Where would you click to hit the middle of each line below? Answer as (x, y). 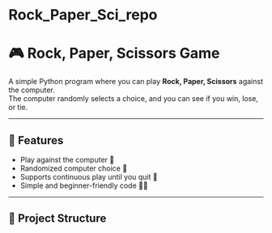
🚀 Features (36, 140)
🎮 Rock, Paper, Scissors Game (114, 53)
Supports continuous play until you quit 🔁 (89, 176)
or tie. (18, 108)
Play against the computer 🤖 (67, 159)
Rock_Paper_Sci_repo (83, 15)
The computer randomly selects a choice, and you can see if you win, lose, (134, 99)
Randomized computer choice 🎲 (74, 168)
